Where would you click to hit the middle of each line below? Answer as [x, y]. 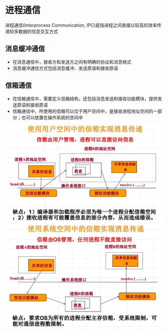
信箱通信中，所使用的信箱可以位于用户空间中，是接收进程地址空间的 [83, 111]
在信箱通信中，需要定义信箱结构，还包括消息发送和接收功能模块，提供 [85, 98]
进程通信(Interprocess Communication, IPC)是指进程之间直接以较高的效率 [81, 25]
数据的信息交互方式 [38, 31]
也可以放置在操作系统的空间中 [52, 117]
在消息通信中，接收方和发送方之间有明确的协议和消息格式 [72, 62]
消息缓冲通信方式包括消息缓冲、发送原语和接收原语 [65, 68]
